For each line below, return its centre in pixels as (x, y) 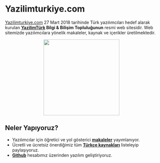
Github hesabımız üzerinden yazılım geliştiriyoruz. (62, 155)
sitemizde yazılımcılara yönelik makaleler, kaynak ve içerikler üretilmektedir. (80, 33)
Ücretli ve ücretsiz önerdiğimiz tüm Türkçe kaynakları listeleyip (75, 145)
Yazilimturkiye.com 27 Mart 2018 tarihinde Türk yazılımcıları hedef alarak (78, 22)
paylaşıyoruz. (25, 150)
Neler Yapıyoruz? (32, 128)
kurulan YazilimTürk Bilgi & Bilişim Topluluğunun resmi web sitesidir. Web (79, 27)
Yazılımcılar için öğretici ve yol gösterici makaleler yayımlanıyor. (76, 140)
